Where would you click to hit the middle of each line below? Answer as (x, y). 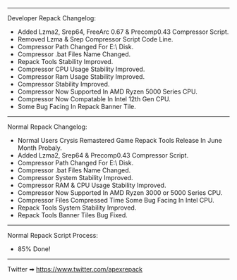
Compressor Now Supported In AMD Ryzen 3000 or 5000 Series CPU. (120, 193)
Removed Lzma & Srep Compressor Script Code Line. (95, 39)
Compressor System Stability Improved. (75, 178)
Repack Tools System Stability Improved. (77, 208)
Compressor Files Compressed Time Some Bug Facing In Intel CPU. (116, 200)
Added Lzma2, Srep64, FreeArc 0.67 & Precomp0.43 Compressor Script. (123, 32)
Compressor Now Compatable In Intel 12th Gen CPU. (94, 99)
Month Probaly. (39, 148)
